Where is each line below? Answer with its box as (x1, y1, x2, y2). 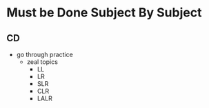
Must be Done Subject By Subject (6, 5, 202, 21)
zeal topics (26, 58, 58, 66)
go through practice (16, 50, 73, 58)
